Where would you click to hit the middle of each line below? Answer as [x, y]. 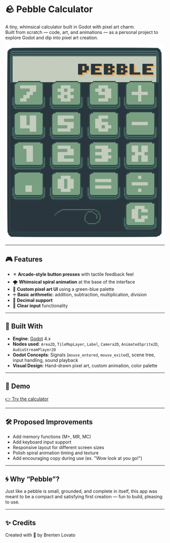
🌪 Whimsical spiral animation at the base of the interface [74, 282]
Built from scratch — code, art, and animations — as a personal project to [82, 32]
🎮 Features [24, 259]
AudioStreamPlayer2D [34, 350]
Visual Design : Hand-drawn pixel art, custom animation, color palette [85, 365]
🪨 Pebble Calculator [49, 9]
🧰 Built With [24, 327]
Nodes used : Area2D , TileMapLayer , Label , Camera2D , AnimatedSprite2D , [86, 344]
